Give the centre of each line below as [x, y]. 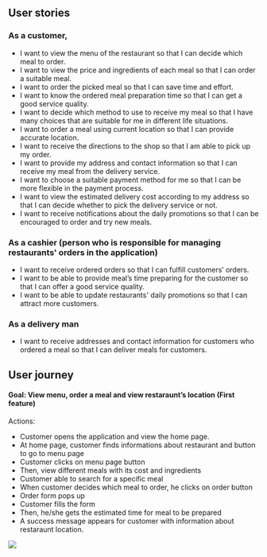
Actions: [22, 421]
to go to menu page [52, 453]
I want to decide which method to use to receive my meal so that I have [136, 112]
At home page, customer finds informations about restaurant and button [137, 445]
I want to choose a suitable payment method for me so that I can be [130, 180]
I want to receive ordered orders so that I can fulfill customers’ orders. [134, 269]
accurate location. [49, 137]
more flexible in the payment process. [82, 188]
